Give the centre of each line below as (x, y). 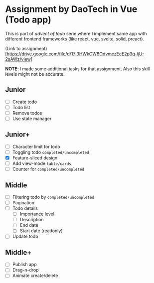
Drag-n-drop (25, 270)
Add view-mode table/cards (42, 163)
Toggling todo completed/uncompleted (51, 152)
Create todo (25, 102)
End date (29, 225)
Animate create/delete (35, 276)
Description (32, 220)
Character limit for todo (36, 146)
